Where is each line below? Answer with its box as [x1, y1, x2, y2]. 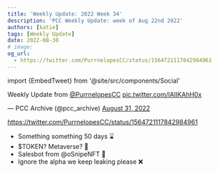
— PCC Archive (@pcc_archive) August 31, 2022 [7, 104, 151, 112]
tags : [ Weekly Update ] [7, 30, 75, 38]
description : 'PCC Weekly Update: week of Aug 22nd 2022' [7, 17, 183, 24]
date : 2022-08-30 [7, 37, 59, 44]
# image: [7, 43, 34, 51]
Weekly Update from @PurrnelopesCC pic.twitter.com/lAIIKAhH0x [7, 90, 202, 98]
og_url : [7, 51, 31, 58]
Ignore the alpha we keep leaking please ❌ [17, 157, 143, 166]
